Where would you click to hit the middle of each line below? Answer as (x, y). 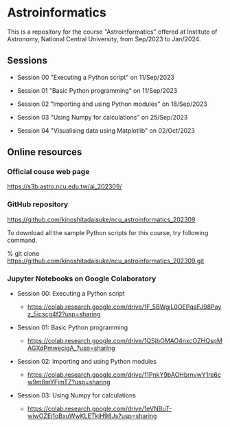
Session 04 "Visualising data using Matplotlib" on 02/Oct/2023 (106, 130)
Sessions (27, 61)
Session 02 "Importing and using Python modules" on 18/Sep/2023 (112, 104)
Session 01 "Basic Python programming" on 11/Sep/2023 (97, 90)
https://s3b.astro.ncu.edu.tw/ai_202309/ (65, 186)
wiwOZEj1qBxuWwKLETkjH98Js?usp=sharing (92, 416)
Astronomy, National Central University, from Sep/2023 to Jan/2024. (104, 39)
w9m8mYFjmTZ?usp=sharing (69, 382)
